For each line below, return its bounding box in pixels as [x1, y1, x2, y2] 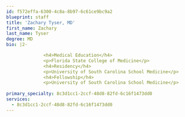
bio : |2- [6, 42, 28, 48]
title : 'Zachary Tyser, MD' [6, 19, 76, 25]
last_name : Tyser [6, 31, 49, 37]
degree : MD [6, 36, 33, 42]
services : [6, 96, 31, 102]
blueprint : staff [6, 14, 49, 20]
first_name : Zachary [6, 25, 58, 31]
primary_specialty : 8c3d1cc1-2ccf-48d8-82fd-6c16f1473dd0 [6, 91, 152, 97]
